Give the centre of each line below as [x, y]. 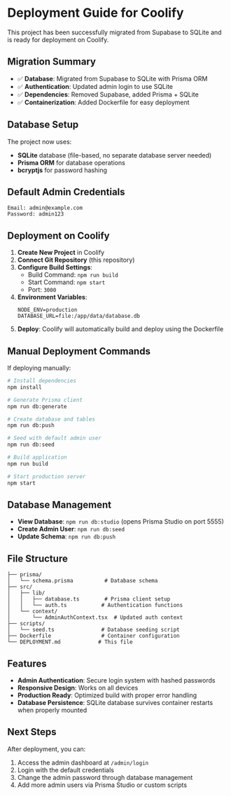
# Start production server [47, 476]
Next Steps [32, 732]
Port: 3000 [42, 290]
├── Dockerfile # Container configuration [93, 636]
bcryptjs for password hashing [62, 170]
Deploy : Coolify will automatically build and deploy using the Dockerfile [120, 329]
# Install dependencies [42, 381]
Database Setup [43, 125]
